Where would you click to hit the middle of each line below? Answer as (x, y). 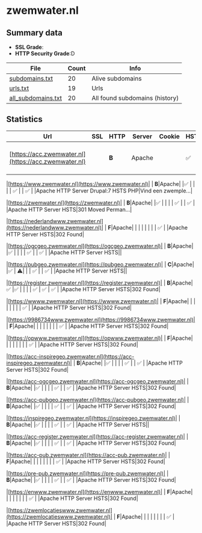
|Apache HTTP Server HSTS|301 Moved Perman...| (69, 209)
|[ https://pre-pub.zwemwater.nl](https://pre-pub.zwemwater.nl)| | (87, 473)
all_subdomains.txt (35, 98)
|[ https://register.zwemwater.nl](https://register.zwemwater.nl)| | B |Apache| (100, 283)
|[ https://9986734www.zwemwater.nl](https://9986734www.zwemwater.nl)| (101, 319)
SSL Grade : (29, 47)
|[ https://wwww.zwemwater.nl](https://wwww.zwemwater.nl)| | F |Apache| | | (101, 301)
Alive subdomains (117, 79)
